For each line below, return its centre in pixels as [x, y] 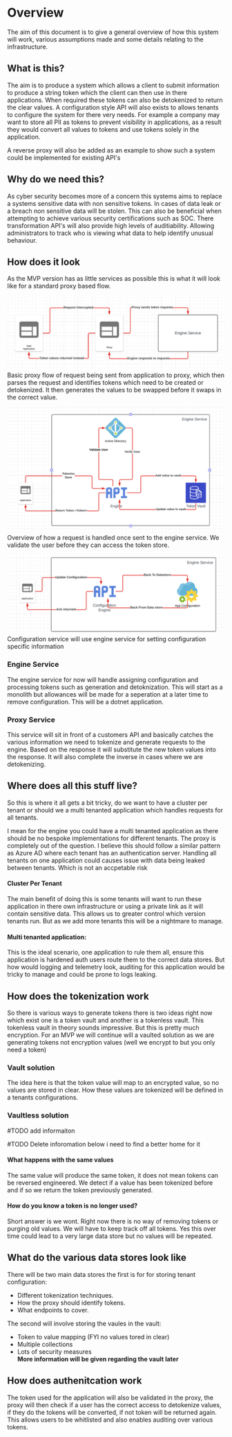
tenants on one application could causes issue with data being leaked [106, 860]
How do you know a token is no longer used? [72, 1206]
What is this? [36, 68]
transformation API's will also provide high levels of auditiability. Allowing [111, 225]
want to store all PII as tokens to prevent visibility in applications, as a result [115, 122]
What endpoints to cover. [53, 1310]
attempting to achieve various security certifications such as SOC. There [110, 218]
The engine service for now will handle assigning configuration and [103, 679]
